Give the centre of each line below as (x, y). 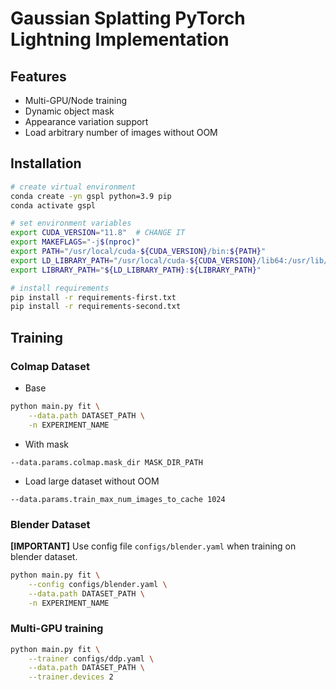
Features (38, 76)
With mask (46, 444)
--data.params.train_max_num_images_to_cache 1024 (118, 499)
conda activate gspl (53, 205)
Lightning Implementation (120, 39)
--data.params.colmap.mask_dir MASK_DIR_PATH (106, 462)
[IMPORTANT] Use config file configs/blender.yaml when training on (153, 546)
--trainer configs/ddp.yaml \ (91, 658)
